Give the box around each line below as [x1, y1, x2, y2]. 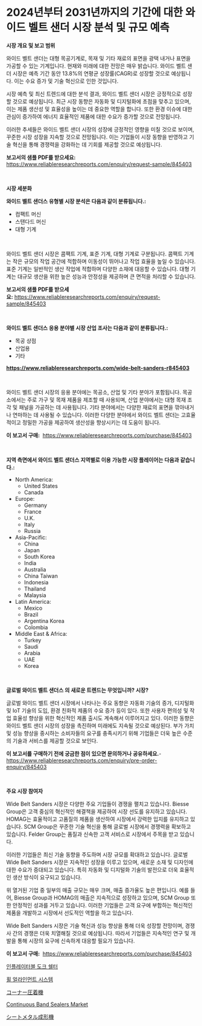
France [24, 508, 42, 515]
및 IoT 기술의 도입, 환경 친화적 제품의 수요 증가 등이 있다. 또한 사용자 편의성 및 [6, 707, 189, 714]
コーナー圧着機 [6, 988, 43, 996]
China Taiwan [24, 572, 58, 580]
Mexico [24, 604, 43, 612]
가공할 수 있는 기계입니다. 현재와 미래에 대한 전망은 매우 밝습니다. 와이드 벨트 [6, 62, 186, 70]
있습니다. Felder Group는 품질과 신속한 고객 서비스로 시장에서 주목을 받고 [6, 830, 179, 838]
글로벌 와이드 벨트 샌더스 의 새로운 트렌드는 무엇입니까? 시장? [6, 686, 149, 693]
